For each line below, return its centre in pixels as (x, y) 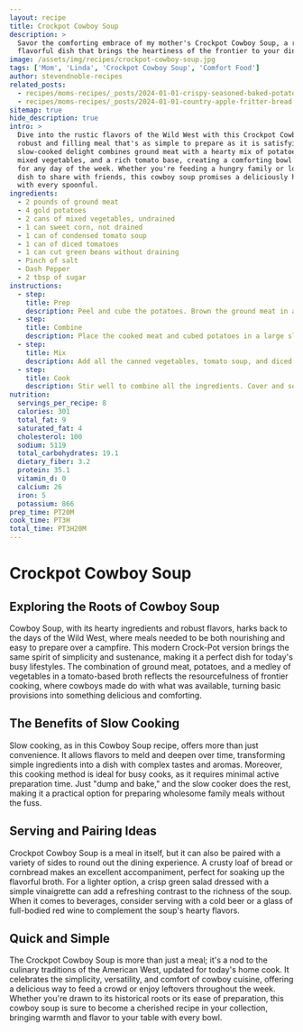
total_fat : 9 (42, 420)
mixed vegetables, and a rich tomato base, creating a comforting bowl (155, 160)
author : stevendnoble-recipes (66, 77)
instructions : (36, 286)
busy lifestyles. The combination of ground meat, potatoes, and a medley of (150, 667)
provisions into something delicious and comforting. (106, 695)
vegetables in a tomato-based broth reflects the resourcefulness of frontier (149, 676)
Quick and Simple (60, 939)
